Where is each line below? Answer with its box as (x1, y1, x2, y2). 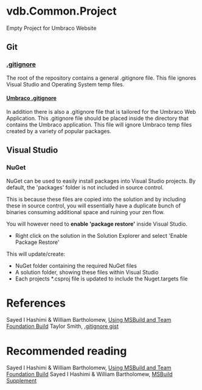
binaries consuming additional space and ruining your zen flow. (6, 208, 165, 215)
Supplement (6, 377, 37, 385)
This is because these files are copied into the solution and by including (6, 195, 186, 203)
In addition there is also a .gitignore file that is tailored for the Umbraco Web (6, 108, 197, 115)
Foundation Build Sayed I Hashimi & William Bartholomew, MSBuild (6, 371, 173, 378)
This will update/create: (6, 250, 66, 257)
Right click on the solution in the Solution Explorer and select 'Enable (15, 232, 187, 239)
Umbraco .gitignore (6, 94, 57, 102)
